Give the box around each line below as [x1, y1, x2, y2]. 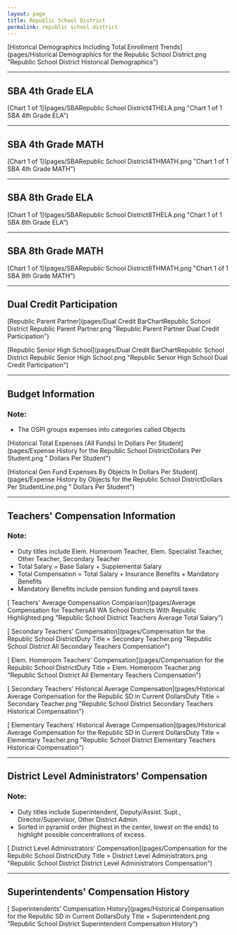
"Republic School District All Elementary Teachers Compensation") [7, 671, 202, 679]
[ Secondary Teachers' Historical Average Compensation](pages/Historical [7, 684, 225, 693]
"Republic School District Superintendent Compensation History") [7, 919, 198, 928]
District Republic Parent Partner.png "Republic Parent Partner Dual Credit [7, 324, 220, 333]
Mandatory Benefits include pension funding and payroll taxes [17, 584, 199, 593]
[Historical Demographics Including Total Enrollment [7, 43, 159, 52]
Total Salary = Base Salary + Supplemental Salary [17, 562, 162, 570]
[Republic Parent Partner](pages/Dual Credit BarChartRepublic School [7, 317, 211, 326]
